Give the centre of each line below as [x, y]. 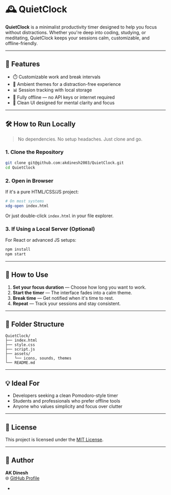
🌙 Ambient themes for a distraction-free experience [67, 84]
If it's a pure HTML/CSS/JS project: [42, 192]
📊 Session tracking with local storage [52, 90]
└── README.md [20, 363]
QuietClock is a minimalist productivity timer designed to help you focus [81, 27]
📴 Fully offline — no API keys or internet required [64, 97]
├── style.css [20, 345]
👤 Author [20, 461]
